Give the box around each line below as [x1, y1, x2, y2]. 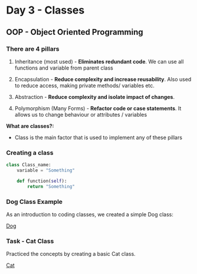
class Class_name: [6, 162, 51, 168]
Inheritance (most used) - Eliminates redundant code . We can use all [14, 58, 184, 65]
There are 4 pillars [6, 45, 60, 53]
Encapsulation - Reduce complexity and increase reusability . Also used [14, 75, 192, 82]
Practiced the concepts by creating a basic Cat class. [6, 250, 136, 258]
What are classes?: [6, 122, 54, 130]
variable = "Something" [17, 167, 75, 174]
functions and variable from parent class [14, 64, 113, 71]
